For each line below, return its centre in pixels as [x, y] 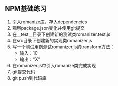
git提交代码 [24, 72]
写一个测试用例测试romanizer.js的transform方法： [63, 47]
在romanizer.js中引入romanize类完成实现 [54, 65]
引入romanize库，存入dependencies [49, 22]
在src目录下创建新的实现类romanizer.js [52, 40]
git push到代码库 [29, 78]
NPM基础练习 [26, 9]
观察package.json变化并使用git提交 [48, 28]
